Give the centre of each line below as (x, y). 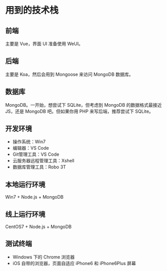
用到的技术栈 (32, 10)
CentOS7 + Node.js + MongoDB (38, 227)
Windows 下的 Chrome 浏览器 (44, 257)
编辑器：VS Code (31, 148)
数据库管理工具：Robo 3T (39, 167)
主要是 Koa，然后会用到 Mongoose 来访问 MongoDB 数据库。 (69, 74)
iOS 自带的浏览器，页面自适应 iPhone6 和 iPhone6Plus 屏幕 (74, 263)
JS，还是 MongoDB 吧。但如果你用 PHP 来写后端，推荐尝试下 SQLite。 (79, 111)
